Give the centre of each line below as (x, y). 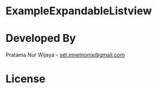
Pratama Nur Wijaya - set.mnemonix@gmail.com (65, 55)
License (26, 79)
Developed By (41, 39)
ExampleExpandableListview (79, 11)
